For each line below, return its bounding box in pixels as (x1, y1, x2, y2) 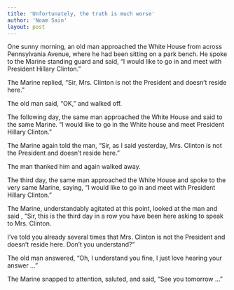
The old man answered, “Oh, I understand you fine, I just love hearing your (7, 254, 222, 263)
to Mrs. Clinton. (7, 219, 52, 228)
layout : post (7, 23, 46, 30)
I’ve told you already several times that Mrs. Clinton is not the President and (7, 233, 226, 242)
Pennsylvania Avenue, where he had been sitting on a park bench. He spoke (7, 50, 228, 58)
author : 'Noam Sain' (7, 17, 68, 24)
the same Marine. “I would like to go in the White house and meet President (7, 120, 225, 129)
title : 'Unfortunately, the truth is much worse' (7, 10, 156, 18)
